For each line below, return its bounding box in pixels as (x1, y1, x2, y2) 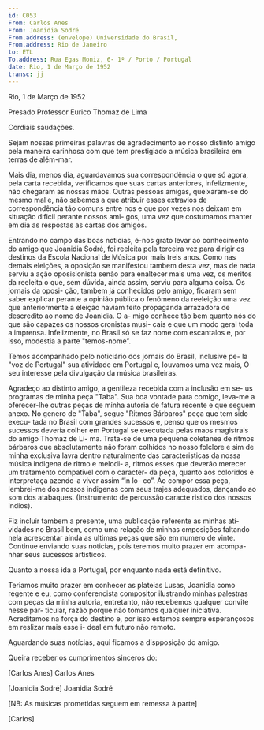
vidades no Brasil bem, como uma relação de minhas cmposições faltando (8, 524, 250, 533)
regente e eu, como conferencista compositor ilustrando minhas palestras (8, 589, 248, 598)
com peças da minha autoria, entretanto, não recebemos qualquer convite (8, 597, 249, 606)
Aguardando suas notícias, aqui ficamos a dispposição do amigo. (8, 637, 220, 647)
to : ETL (8, 48, 34, 56)
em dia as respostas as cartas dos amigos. (8, 220, 147, 230)
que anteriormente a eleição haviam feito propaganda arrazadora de (8, 302, 230, 312)
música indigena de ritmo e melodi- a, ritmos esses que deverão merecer (8, 459, 247, 468)
